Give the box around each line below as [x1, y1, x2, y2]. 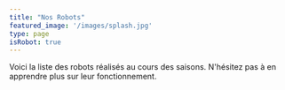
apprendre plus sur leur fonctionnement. [9, 71, 157, 82]
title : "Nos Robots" [9, 12, 86, 22]
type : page [9, 29, 50, 38]
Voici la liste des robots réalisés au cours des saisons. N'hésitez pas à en [9, 62, 277, 72]
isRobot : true [9, 37, 62, 47]
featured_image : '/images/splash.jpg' [9, 21, 153, 30]
